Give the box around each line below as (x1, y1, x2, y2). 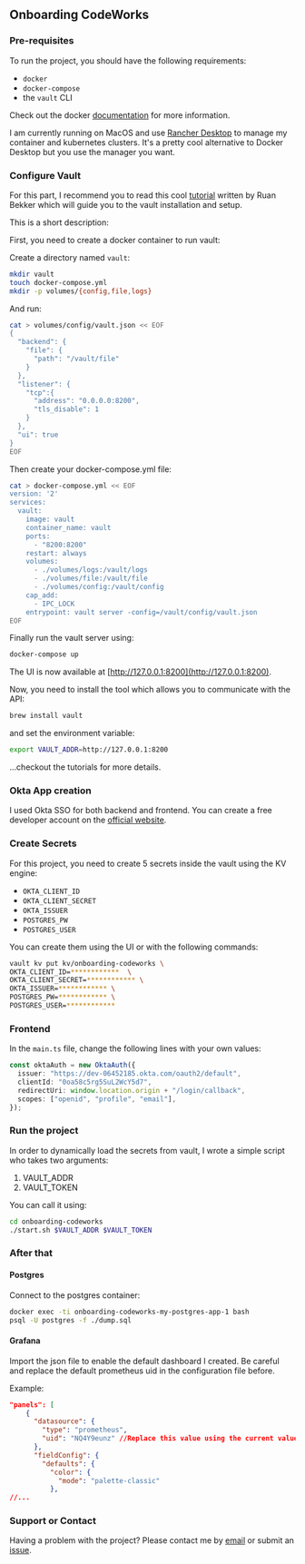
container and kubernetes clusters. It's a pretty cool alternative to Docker (9, 136, 284, 148)
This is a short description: (9, 217, 109, 228)
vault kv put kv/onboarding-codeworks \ (9, 959, 165, 968)
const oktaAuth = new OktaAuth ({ (9, 1061, 136, 1070)
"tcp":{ (25, 388, 54, 398)
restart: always (25, 548, 88, 557)
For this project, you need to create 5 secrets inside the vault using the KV (9, 858, 287, 869)
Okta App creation (9, 784, 93, 797)
